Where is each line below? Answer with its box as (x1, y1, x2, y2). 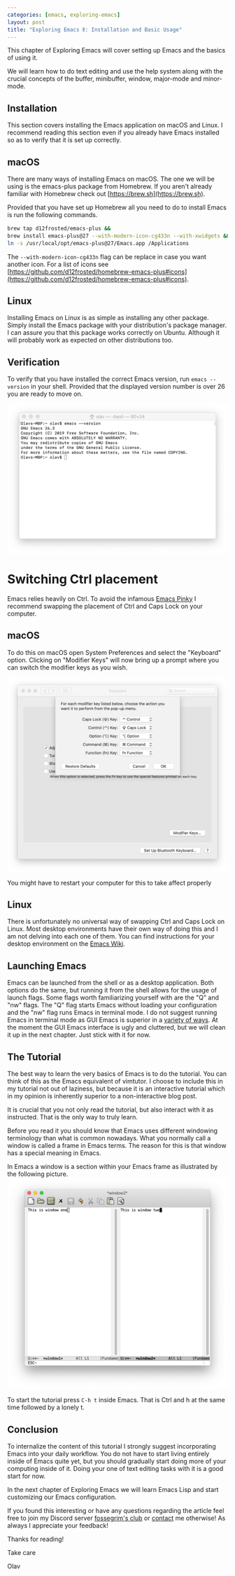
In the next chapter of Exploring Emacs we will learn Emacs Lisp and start (7, 1486, 219, 1494)
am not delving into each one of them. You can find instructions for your (7, 932, 215, 941)
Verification (7, 356, 60, 368)
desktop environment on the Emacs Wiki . (7, 939, 126, 948)
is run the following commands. (7, 211, 98, 219)
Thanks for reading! (7, 1535, 64, 1544)
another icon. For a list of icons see (7, 260, 109, 268)
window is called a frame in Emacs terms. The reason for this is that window (7, 1141, 227, 1149)
